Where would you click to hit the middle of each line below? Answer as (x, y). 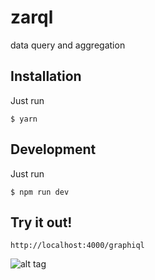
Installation (46, 76)
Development (53, 149)
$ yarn (24, 119)
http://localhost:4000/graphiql (77, 246)
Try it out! (41, 222)
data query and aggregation (68, 45)
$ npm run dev (40, 192)
